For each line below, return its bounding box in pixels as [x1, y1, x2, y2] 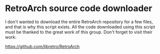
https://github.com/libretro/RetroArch [5, 43, 80, 49]
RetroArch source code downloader [5, 3, 153, 14]
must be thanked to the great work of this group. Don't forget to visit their [5, 29, 153, 35]
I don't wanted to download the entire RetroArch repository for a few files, [5, 19, 153, 25]
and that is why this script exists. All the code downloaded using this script [5, 24, 155, 29]
